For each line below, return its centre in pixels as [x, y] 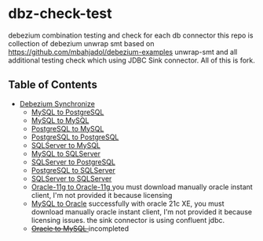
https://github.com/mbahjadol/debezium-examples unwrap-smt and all [123, 52]
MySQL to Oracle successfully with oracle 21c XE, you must [128, 203]
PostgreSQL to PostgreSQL [75, 137]
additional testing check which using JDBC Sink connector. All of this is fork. [131, 60]
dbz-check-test [60, 14]
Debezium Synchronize [57, 103]
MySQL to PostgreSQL [68, 112]
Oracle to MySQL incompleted [80, 228]
